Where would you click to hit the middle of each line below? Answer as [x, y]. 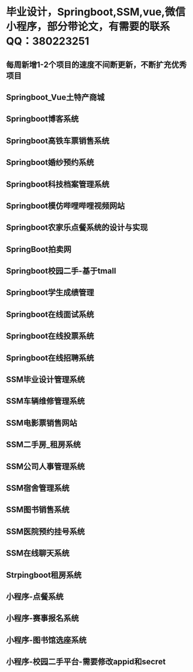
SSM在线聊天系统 [38, 553]
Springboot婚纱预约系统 [50, 162]
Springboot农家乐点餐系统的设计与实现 [77, 228]
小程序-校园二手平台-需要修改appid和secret [86, 662]
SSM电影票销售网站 [42, 423]
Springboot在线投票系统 [50, 336]
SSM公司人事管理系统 [46, 466]
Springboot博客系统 [42, 119]
